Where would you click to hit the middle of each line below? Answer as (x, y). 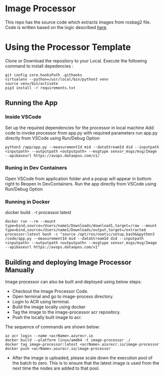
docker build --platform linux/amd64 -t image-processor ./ (68, 340)
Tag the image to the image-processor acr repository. (66, 312)
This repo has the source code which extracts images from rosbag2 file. (78, 22)
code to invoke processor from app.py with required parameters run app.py (82, 133)
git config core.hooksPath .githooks (44, 75)
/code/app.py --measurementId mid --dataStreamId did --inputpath (74, 239)
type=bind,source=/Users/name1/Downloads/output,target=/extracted (76, 230)
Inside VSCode (23, 117)
